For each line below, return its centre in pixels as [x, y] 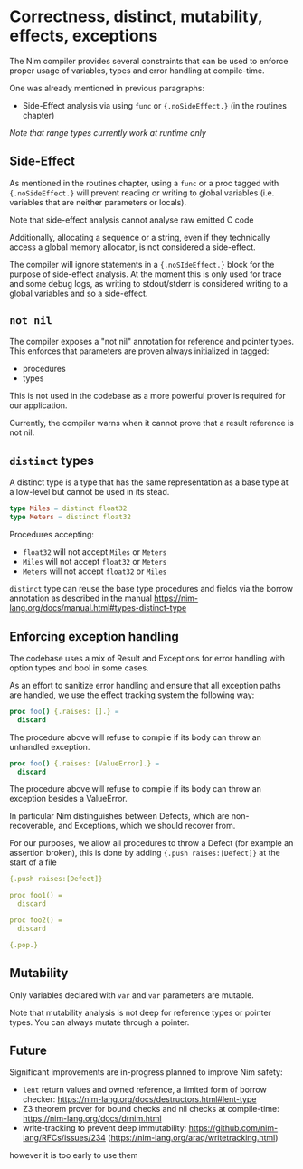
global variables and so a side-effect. [79, 293]
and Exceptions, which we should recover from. [147, 826]
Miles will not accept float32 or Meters [95, 562]
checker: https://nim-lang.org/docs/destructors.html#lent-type [139, 1099]
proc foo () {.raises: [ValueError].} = [85, 763]
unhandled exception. [50, 746]
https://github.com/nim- [233, 1128]
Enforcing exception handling [94, 637]
